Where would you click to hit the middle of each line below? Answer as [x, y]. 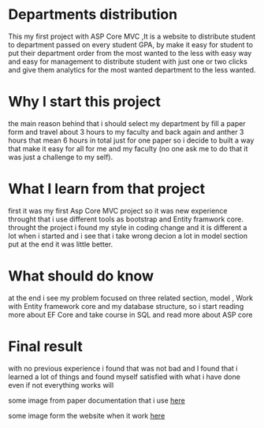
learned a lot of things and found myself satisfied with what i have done [124, 377]
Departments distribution [93, 15]
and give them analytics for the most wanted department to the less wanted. [132, 69]
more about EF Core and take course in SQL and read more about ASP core [130, 314]
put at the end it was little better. [60, 244]
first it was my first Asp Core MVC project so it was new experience [118, 210]
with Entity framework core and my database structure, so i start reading [126, 306]
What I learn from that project [107, 189]
